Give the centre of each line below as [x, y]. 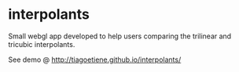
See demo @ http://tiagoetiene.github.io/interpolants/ [95, 59]
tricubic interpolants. [42, 44]
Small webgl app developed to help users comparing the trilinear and [120, 36]
